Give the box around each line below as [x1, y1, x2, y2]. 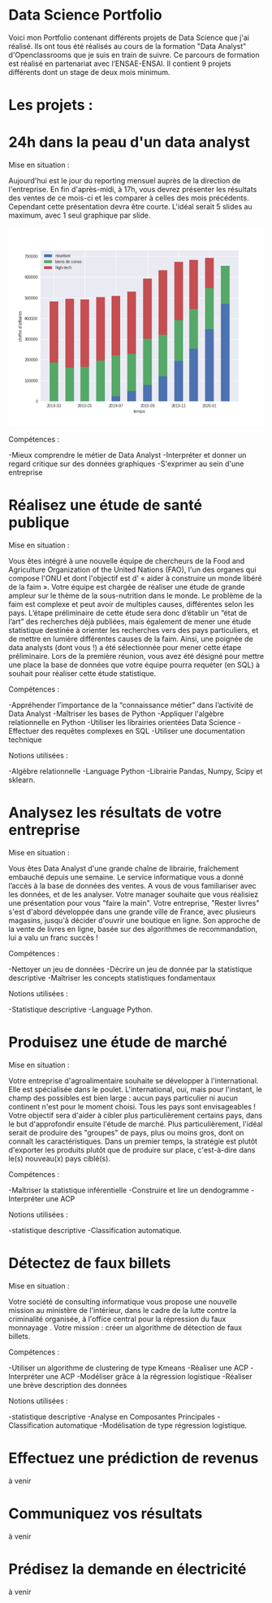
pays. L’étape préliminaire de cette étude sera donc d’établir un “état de [8, 608, 248, 617]
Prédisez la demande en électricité [8, 1560, 247, 1578]
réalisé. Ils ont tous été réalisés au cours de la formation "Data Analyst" [8, 41, 247, 51]
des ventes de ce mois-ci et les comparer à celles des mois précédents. [8, 193, 249, 203]
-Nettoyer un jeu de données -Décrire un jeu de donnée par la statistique [8, 964, 253, 974]
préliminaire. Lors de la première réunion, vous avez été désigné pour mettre [8, 652, 265, 661]
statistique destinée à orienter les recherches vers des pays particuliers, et [8, 626, 258, 635]
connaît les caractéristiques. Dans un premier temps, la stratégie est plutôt [8, 1136, 258, 1146]
